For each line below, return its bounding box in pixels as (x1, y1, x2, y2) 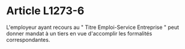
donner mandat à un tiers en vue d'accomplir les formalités (6, 30, 153, 37)
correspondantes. (6, 36, 50, 43)
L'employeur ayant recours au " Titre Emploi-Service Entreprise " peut (6, 24, 179, 31)
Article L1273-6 (6, 4, 85, 18)
